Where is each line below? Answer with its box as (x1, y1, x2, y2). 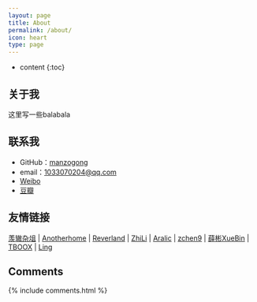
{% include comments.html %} (8, 285, 108, 296)
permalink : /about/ (8, 26, 73, 34)
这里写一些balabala (8, 110, 71, 119)
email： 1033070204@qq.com (19, 167, 117, 177)
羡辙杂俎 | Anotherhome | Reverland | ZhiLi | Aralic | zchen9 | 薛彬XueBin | (8, 233, 250, 243)
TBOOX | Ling (8, 242, 53, 252)
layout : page (8, 11, 51, 20)
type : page (8, 41, 44, 49)
